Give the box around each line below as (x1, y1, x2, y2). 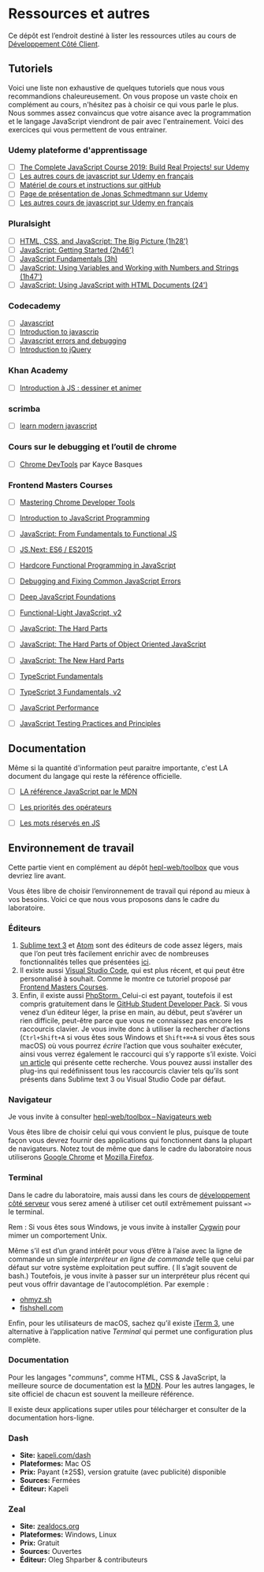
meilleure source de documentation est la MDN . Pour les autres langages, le (8, 1380, 255, 1390)
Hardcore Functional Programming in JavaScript (19, 561, 176, 570)
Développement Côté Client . (8, 39, 100, 48)
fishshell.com (19, 1302, 64, 1313)
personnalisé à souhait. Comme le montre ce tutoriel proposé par (19, 974, 231, 983)
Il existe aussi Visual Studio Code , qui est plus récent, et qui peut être (19, 965, 245, 974)
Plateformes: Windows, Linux (19, 1530, 117, 1540)
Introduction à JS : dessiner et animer (19, 383, 142, 393)
